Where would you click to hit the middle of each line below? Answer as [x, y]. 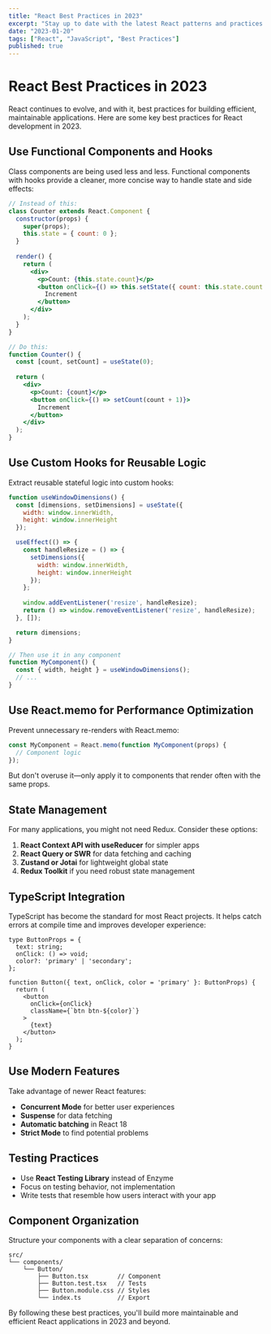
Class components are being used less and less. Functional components [129, 171]
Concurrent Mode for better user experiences [97, 1106]
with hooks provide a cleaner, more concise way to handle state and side [130, 180]
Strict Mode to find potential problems [84, 1132]
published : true [36, 46]
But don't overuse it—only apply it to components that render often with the [135, 776]
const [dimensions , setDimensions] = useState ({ [99, 505]
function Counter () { [45, 355]
